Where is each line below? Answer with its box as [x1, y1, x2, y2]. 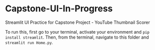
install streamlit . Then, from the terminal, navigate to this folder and [5, 34, 150, 40]
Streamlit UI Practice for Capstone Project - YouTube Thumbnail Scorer [5, 19, 150, 25]
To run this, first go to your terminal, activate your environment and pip [5, 29, 150, 35]
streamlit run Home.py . [5, 39, 53, 45]
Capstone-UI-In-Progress [5, 3, 113, 14]
